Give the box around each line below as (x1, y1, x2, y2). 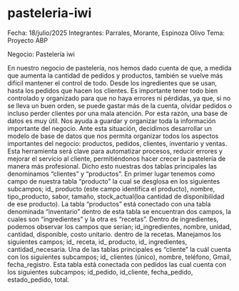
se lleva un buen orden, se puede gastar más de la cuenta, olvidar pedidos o (7, 101, 233, 110)
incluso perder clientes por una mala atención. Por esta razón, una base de (7, 109, 228, 117)
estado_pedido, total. (7, 275, 70, 284)
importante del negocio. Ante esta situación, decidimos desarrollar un (7, 124, 213, 132)
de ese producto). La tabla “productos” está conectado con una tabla (7, 199, 211, 208)
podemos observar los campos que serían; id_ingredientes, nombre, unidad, (7, 222, 232, 231)
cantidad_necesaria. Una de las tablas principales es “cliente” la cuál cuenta (7, 245, 232, 253)
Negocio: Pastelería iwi (7, 50, 75, 58)
